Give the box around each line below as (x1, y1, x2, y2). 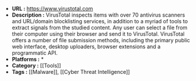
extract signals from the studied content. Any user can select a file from (11, 24, 188, 31)
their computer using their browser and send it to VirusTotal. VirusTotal (11, 30, 185, 38)
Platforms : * (11, 56, 44, 63)
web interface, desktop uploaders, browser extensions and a (11, 43, 161, 50)
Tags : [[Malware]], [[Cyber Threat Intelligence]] (11, 68, 130, 75)
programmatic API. (11, 49, 58, 56)
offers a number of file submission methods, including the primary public (11, 37, 190, 43)
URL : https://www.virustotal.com (11, 5, 93, 12)
